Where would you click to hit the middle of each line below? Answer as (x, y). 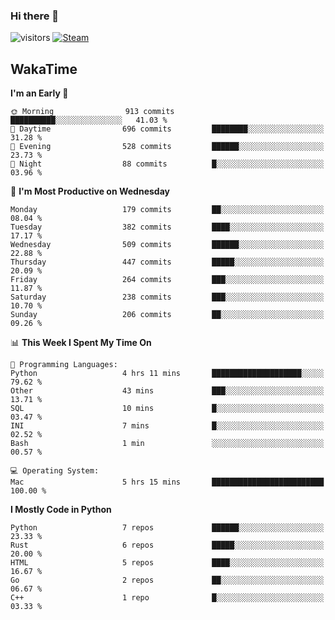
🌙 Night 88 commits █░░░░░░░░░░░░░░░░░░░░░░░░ (167, 164)
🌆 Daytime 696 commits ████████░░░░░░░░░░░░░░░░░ (167, 129)
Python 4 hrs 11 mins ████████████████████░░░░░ (167, 374)
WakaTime (44, 69)
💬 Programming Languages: (64, 365)
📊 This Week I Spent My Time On (81, 343)
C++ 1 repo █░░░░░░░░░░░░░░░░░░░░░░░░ (167, 598)
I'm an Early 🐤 (39, 93)
